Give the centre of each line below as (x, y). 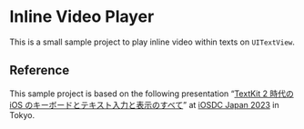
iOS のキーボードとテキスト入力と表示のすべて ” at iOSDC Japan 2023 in (144, 104)
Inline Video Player (82, 17)
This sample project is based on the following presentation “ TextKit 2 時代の (152, 94)
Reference (40, 70)
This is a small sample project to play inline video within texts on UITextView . (152, 42)
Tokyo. (22, 114)
